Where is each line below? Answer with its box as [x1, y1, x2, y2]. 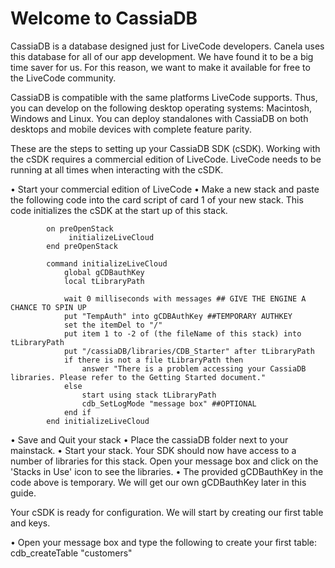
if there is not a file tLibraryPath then [63, 355, 244, 365]
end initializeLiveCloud [46, 416, 150, 426]
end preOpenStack [46, 241, 118, 251]
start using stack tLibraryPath [81, 390, 217, 400]
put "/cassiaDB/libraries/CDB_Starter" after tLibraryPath [63, 346, 315, 356]
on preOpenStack [46, 223, 114, 234]
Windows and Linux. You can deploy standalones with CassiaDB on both [10, 112, 309, 124]
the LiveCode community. [10, 72, 117, 84]
